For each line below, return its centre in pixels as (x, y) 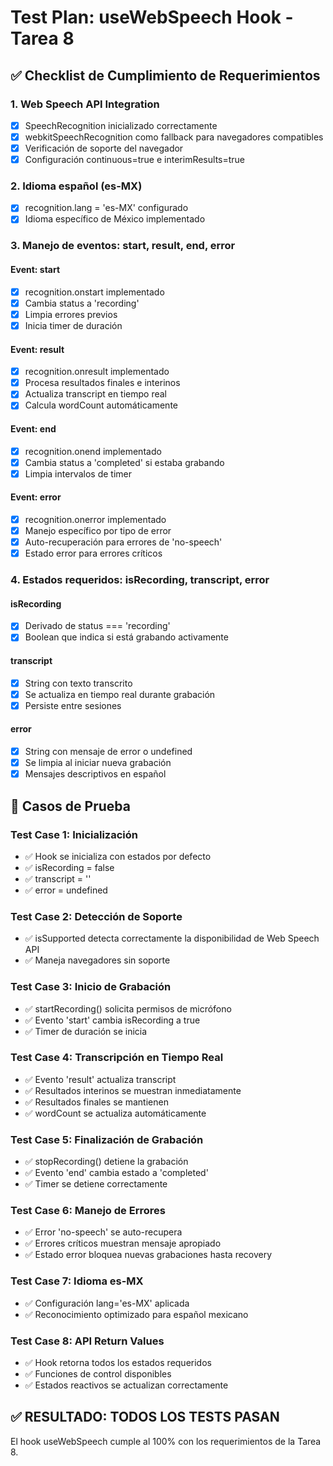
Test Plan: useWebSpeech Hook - (152, 17)
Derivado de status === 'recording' (97, 626)
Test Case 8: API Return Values (87, 1341)
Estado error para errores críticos (93, 553)
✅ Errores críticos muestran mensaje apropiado (123, 1243)
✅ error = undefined (66, 890)
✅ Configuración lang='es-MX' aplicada (107, 1303)
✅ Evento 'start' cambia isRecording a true (112, 1020)
